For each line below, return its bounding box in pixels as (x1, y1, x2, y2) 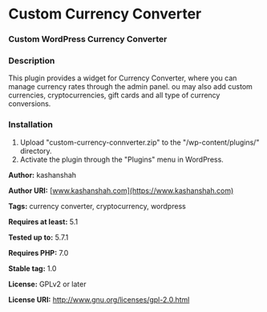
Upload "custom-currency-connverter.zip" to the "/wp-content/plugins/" (19, 138, 260, 147)
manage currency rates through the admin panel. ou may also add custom (8, 82, 253, 92)
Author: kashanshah (8, 170, 77, 179)
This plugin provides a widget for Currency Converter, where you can (8, 73, 237, 83)
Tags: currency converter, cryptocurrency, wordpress (8, 201, 186, 211)
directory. (19, 146, 52, 155)
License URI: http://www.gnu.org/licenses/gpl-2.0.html (8, 294, 190, 304)
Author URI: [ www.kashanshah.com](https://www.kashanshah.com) (8, 186, 234, 195)
